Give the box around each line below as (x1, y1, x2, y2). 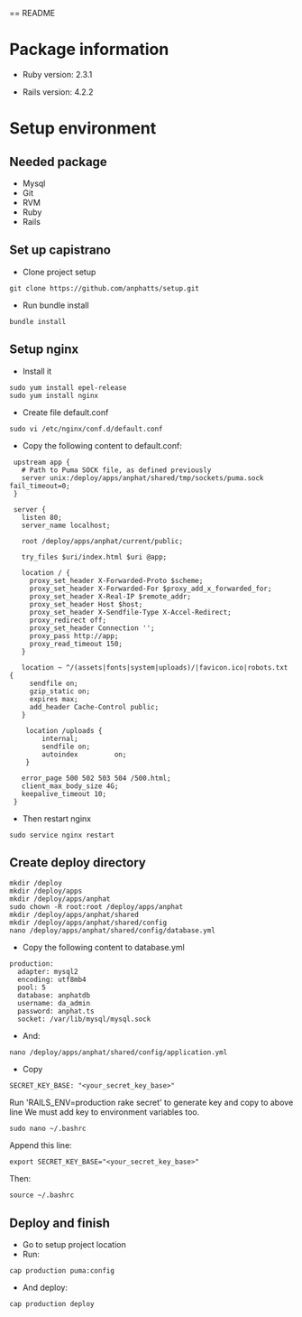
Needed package (9, 153, 108, 170)
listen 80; (21, 513, 63, 522)
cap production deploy (9, 1300, 95, 1309)
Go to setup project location (22, 1239, 126, 1250)
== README (9, 8, 56, 18)
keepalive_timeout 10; (21, 789, 106, 798)
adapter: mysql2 (17, 968, 78, 977)
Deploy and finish (9, 1215, 111, 1230)
